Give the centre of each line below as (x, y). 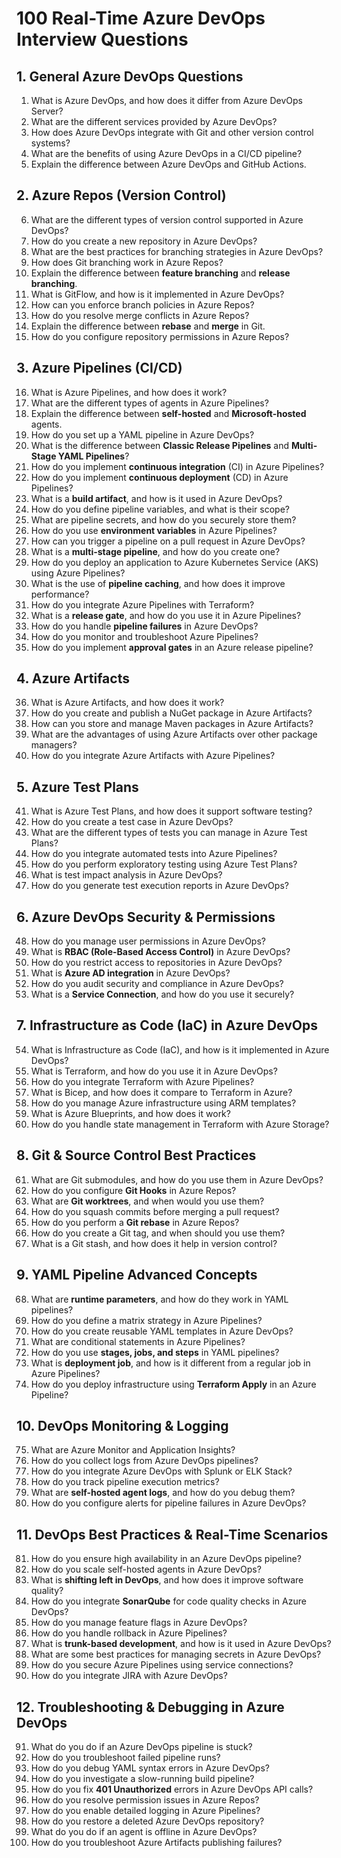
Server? (47, 111)
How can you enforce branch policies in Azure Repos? (142, 304)
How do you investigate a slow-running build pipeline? (142, 1778)
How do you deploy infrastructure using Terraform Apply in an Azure (173, 1384)
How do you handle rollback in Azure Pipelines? (129, 1633)
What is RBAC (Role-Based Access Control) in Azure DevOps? (160, 952)
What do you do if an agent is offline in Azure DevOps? (144, 1831)
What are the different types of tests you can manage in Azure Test (169, 833)
